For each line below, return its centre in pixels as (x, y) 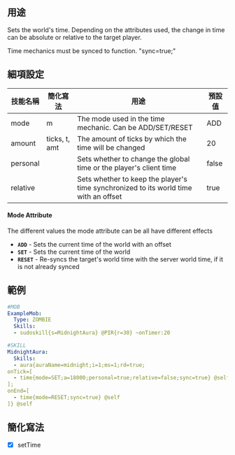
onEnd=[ (19, 391)
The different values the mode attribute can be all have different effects (110, 231)
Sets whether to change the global (133, 159)
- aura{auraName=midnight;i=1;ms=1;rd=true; (79, 365)
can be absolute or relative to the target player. (74, 37)
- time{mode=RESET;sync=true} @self (67, 398)
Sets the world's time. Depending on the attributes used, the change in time (116, 29)
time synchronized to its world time (134, 187)
